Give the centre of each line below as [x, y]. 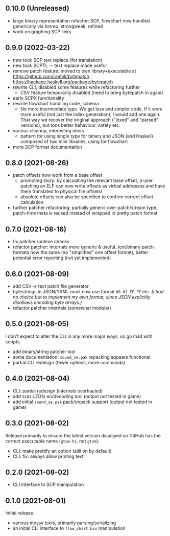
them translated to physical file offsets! [61, 192]
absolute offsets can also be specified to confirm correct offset [87, 197]
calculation [32, 202]
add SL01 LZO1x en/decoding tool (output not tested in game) [77, 396]
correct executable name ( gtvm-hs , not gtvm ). [52, 441]
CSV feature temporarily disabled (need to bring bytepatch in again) [92, 92]
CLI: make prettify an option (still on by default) [62, 451]
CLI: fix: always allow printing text [48, 456]
